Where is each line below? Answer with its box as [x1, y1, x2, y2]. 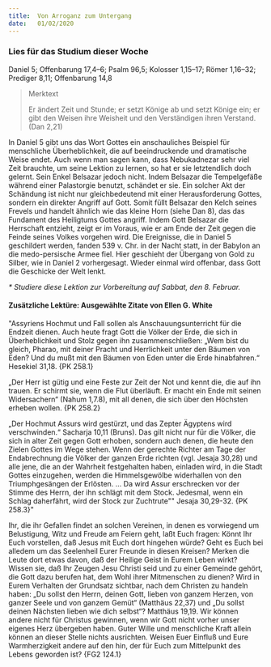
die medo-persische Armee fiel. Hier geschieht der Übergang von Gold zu [8, 249, 255, 259]
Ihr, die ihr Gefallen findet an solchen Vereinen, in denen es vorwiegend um [8, 520, 260, 530]
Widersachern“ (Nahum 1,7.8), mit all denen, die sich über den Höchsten [8, 394, 248, 404]
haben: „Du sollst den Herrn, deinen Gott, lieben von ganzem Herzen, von [8, 589, 253, 599]
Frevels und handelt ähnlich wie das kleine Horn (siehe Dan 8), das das [8, 206, 245, 215]
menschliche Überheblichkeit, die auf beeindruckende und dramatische [8, 146, 247, 155]
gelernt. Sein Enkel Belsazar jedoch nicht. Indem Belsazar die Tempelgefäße [8, 172, 263, 181]
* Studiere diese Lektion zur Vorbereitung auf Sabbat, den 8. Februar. [8, 282, 241, 291]
